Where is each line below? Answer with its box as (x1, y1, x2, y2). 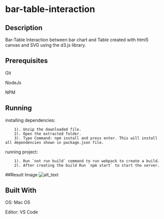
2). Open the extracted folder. (14, 131, 81, 136)
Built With (5, 186, 36, 195)
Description (5, 24, 42, 32)
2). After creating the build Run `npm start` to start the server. (14, 163, 160, 168)
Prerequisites (5, 57, 48, 65)
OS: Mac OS (5, 199, 30, 205)
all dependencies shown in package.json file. (5, 140, 104, 145)
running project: (5, 149, 38, 155)
